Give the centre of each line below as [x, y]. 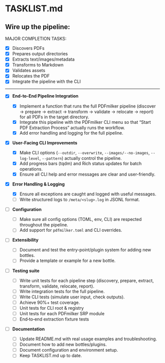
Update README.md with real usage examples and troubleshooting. [88, 339]
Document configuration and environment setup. [69, 350]
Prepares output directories [40, 54]
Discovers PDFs [28, 48]
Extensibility [25, 240]
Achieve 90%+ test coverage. [50, 302]
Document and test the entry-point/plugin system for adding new [85, 250]
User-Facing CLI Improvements [45, 143]
